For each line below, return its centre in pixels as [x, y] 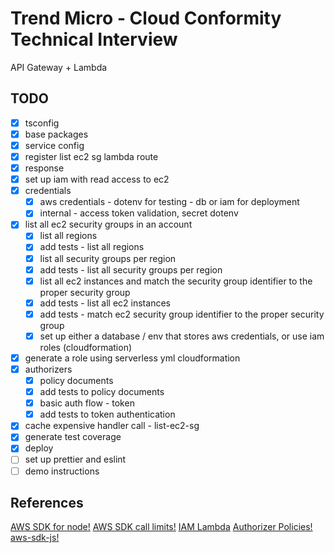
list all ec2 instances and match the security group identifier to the [176, 281]
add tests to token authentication [107, 414]
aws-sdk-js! [35, 538]
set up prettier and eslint [75, 459]
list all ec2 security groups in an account [108, 224]
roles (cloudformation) [86, 347]
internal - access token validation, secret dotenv [139, 213]
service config [54, 145]
